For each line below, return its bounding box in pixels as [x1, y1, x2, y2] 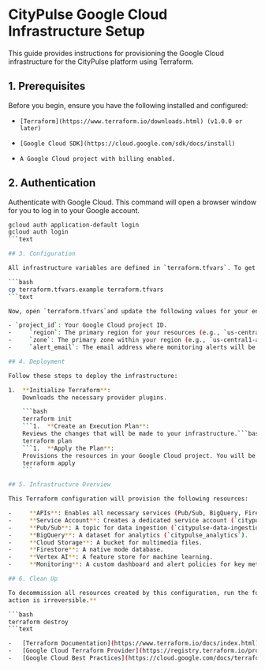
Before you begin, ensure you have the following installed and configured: [8, 100, 248, 110]
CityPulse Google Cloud [8, 6, 168, 24]
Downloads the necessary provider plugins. [22, 393, 168, 402]
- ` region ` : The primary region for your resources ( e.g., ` [8, 329, 227, 337]
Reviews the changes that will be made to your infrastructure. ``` [22, 430, 248, 438]
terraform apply [22, 459, 77, 467]
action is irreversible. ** [8, 596, 97, 604]
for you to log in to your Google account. [8, 205, 140, 215]
